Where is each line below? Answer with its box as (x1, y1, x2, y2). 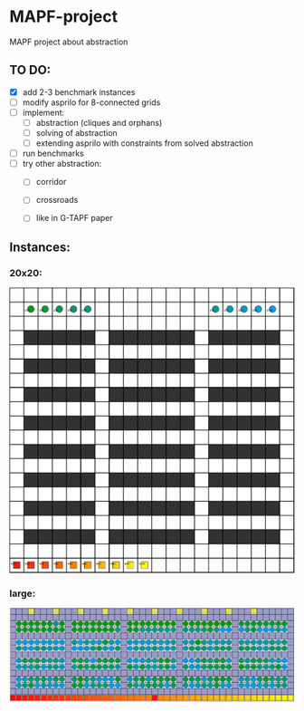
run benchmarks (22, 148, 84, 159)
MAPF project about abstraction (9, 36, 128, 47)
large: (9, 587, 36, 600)
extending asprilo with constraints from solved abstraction (35, 138, 253, 149)
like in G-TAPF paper (35, 213, 113, 224)
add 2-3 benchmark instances (22, 86, 136, 97)
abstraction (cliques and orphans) (35, 117, 163, 128)
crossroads (35, 195, 79, 206)
